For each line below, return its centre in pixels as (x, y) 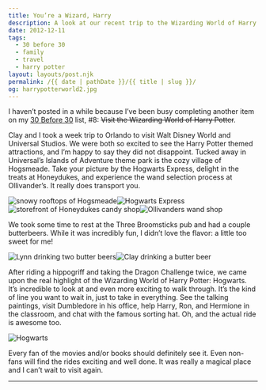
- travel (30, 60)
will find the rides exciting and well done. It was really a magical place (138, 362)
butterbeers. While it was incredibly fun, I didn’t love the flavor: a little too (127, 233)
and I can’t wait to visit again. (56, 370)
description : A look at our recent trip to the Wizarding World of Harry (133, 23)
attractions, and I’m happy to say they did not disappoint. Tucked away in (127, 152)
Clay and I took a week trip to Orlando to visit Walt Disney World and (120, 135)
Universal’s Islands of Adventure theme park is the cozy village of (115, 161)
